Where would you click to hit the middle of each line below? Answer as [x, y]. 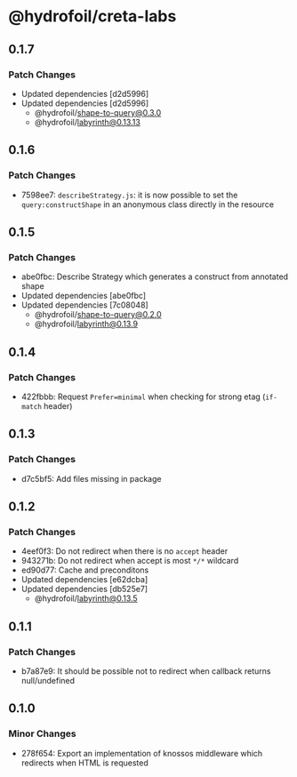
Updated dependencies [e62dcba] [84, 580]
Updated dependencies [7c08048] [84, 305]
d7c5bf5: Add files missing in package [91, 478]
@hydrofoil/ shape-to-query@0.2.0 [98, 315]
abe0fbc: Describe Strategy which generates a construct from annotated [155, 276]
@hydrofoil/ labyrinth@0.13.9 [86, 324]
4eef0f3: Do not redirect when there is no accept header [124, 551]
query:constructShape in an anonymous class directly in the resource [148, 204]
